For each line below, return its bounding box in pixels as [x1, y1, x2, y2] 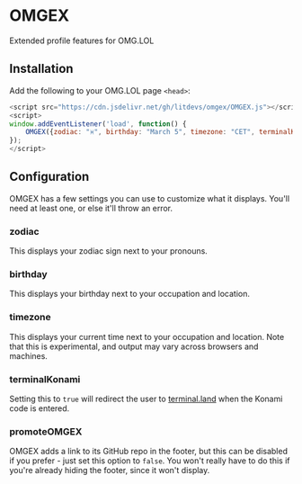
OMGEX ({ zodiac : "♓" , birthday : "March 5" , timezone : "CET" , [25, 128, 255, 137]
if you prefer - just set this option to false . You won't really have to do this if [9, 455, 290, 466]
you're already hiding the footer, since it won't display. [9, 465, 210, 476]
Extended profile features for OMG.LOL [9, 35, 155, 46]
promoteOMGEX [9, 425, 83, 437]
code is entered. [9, 403, 70, 414]
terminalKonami [9, 372, 81, 385]
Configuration [9, 169, 90, 184]
